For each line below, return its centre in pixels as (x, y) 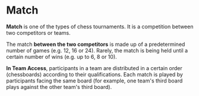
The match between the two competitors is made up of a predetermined (96, 44)
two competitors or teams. (39, 32)
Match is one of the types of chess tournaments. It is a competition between (100, 27)
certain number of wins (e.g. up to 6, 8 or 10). (61, 57)
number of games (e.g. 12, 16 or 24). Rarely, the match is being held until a (97, 50)
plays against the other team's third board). (59, 87)
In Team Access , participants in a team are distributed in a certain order (94, 68)
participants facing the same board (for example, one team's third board (94, 81)
